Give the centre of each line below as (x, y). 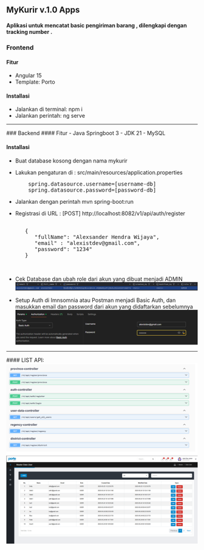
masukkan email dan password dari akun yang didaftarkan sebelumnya (104, 306)
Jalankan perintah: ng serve (50, 116)
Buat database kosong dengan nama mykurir (71, 161)
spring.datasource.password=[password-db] (92, 190)
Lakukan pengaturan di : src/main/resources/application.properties (99, 172)
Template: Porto (35, 82)
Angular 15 (29, 76)
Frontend (20, 47)
